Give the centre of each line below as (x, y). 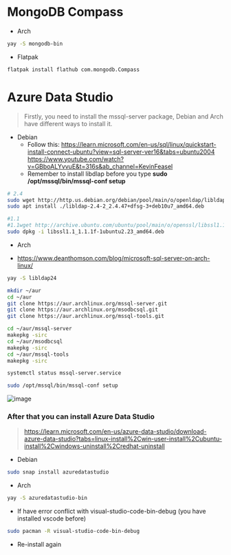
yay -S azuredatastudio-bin (47, 498)
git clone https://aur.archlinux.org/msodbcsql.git (82, 310)
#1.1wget (20, 225)
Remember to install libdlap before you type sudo (97, 174)
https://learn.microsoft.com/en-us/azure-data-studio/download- (115, 432)
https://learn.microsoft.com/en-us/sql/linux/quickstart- (139, 144)
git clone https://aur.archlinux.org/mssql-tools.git (86, 316)
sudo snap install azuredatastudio (58, 472)
